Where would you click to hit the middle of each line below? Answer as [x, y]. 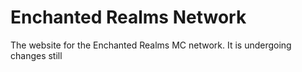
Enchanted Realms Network [128, 17]
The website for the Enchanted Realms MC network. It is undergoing [151, 45]
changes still [36, 55]
